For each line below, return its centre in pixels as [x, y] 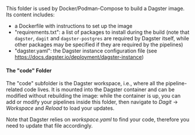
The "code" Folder [29, 70]
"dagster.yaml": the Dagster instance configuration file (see [86, 51]
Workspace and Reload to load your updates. [60, 108]
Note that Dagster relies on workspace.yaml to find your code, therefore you [98, 120]
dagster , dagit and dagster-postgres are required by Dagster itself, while [102, 38]
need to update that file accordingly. [49, 126]
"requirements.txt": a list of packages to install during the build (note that [102, 32]
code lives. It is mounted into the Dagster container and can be [99, 89]
